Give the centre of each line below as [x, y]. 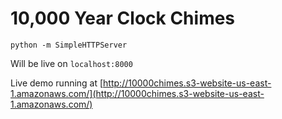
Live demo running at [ [57, 83]
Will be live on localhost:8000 [71, 63]
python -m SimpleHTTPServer [69, 45]
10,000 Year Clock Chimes [123, 18]
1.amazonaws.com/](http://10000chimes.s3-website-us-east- [137, 93]
